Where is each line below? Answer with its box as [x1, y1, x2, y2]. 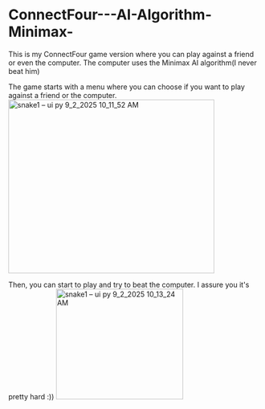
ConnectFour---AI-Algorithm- [8, 6, 212, 24]
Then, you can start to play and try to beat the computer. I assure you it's [8, 280, 250, 289]
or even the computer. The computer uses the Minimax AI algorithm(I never [8, 58, 257, 67]
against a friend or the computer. [8, 90, 117, 100]
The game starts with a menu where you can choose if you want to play [8, 82, 245, 92]
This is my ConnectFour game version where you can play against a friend [8, 49, 255, 59]
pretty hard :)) [8, 391, 55, 401]
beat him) [8, 66, 40, 76]
